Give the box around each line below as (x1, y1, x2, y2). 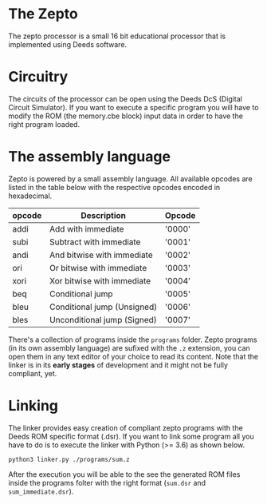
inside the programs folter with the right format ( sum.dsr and (8, 478, 206, 487)
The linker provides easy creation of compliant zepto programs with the (8, 423, 243, 432)
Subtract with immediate (49, 236, 141, 248)
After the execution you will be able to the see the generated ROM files (8, 469, 241, 479)
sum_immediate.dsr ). (8, 486, 74, 496)
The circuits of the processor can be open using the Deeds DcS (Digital (8, 93, 243, 104)
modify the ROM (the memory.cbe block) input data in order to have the (8, 111, 243, 121)
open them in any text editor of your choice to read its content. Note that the (8, 351, 259, 361)
